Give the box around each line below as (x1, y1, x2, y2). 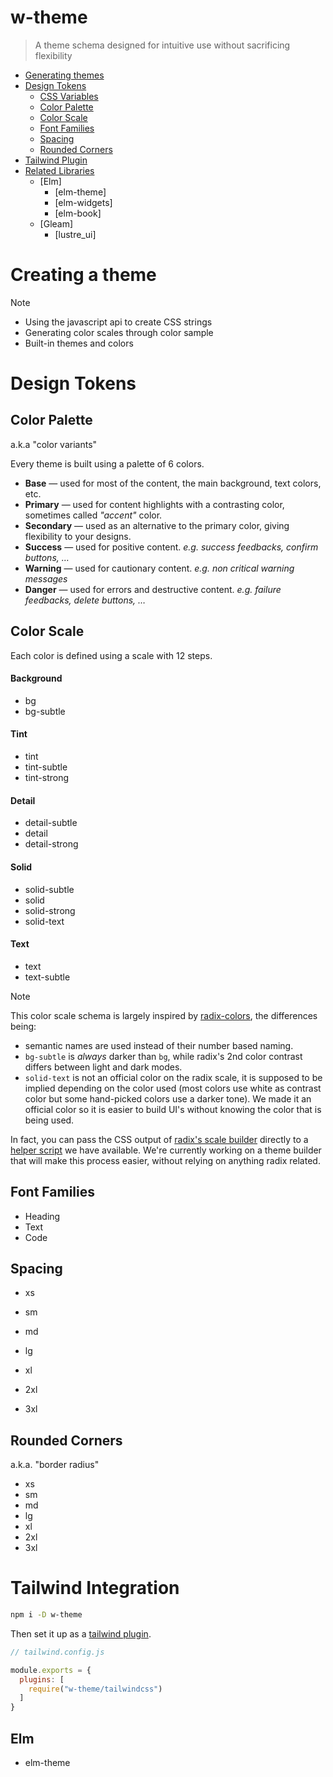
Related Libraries (24, 164, 95, 176)
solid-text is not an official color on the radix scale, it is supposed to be (24, 1071, 323, 1083)
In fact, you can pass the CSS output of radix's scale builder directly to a (10, 1133, 309, 1145)
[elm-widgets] (54, 196, 113, 208)
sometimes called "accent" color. (24, 509, 163, 521)
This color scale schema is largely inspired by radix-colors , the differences (10, 1009, 318, 1021)
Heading (24, 1210, 61, 1222)
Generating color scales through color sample (24, 326, 214, 338)
